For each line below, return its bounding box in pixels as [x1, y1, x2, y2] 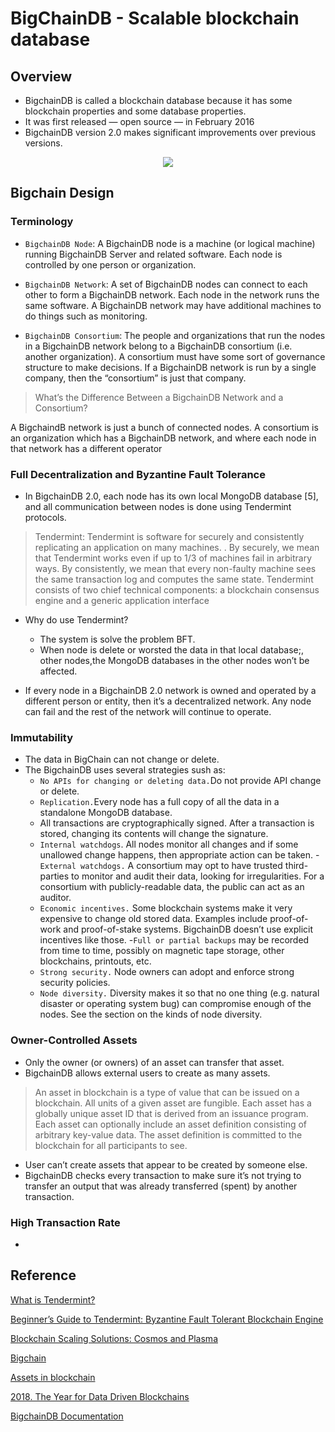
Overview [10, 68, 73, 85]
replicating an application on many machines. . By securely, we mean [34, 541, 320, 553]
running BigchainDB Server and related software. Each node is [24, 248, 283, 260]
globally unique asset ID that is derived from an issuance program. [34, 1107, 309, 1119]
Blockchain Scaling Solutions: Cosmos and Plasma [10, 1332, 218, 1344]
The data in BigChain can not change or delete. [24, 753, 220, 766]
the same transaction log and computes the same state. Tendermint [34, 573, 314, 585]
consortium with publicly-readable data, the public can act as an [39, 881, 305, 893]
